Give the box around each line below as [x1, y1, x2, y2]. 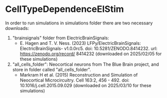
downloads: [5, 25, 29, 31]
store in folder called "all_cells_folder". [12, 66, 91, 73]
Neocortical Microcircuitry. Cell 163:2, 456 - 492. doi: [19, 77, 130, 83]
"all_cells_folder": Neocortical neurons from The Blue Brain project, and [12, 61, 160, 67]
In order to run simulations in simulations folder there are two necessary [5, 20, 153, 26]
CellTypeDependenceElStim [5, 3, 124, 15]
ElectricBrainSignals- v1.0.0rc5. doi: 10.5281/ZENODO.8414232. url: [19, 45, 158, 51]
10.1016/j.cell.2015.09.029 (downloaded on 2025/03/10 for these [19, 82, 152, 88]
